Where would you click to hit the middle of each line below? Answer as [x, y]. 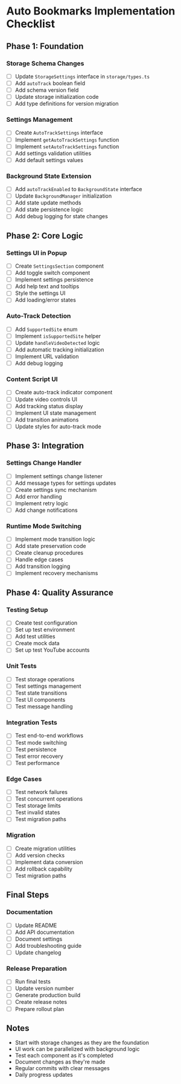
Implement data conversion [49, 862]
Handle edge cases [39, 559]
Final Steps [28, 895]
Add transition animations [47, 420]
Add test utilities [35, 637]
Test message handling [44, 707]
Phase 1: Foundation [45, 46]
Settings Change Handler [44, 463]
